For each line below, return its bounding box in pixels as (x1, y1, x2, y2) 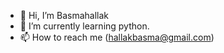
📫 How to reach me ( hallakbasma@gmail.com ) (19, 31, 215, 43)
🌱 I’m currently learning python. (19, 20, 150, 32)
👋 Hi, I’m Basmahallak (19, 10, 110, 21)
